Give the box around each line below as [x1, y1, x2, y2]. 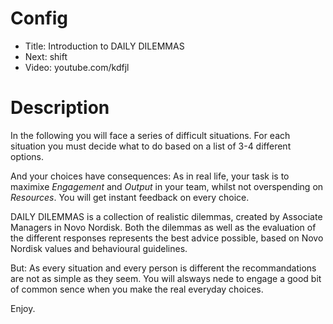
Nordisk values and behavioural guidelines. [10, 242, 188, 254]
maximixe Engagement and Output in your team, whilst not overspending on [10, 180, 324, 192]
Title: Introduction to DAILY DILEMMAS [24, 40, 185, 52]
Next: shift [24, 50, 68, 62]
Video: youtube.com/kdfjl [24, 61, 130, 73]
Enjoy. [10, 302, 36, 314]
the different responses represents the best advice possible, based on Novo [10, 232, 324, 244]
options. [10, 150, 45, 162]
